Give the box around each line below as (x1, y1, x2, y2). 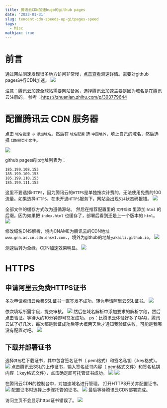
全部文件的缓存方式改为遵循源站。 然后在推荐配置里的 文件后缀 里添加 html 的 (5, 206, 162, 212)
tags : (5, 21, 16, 26)
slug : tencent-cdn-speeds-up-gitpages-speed (5, 16, 99, 21)
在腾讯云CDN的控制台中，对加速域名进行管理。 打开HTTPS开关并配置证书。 (5, 380, 162, 387)
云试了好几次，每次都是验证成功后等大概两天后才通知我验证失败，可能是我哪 (5, 321, 162, 327)
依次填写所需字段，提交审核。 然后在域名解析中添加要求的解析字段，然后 (5, 308, 161, 314)
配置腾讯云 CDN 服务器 (5, 113, 98, 125)
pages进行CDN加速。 (5, 77, 50, 83)
